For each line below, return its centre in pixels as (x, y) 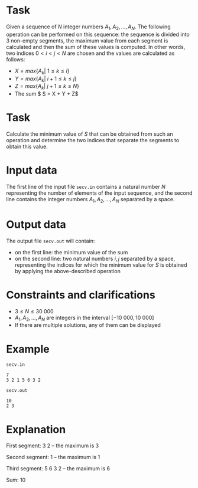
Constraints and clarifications (81, 295)
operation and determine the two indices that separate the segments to (93, 140)
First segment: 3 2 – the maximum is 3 (53, 446)
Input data (32, 170)
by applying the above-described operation (68, 271)
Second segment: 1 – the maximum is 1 (53, 457)
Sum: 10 (16, 480)
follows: (16, 59)
